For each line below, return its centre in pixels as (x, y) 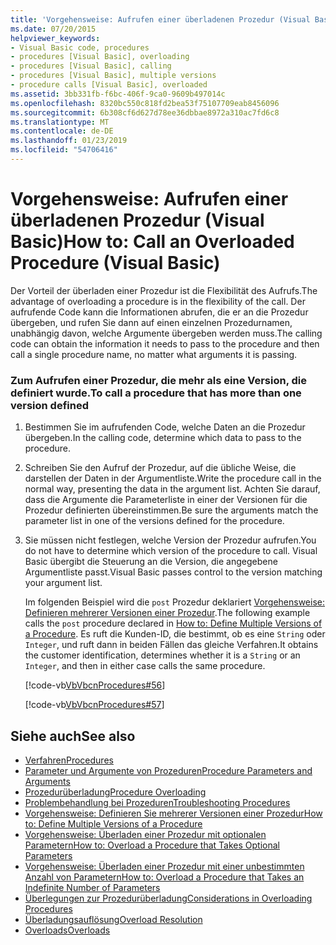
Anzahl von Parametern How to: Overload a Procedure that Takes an (164, 877)
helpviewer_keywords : (55, 38)
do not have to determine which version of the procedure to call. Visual (171, 551)
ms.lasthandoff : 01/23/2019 (69, 141)
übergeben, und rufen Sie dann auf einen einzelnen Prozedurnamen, (151, 322)
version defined (49, 405)
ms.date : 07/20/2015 (53, 29)
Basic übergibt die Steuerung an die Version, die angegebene (151, 562)
